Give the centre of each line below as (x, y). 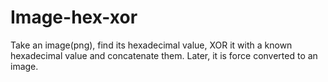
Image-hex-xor (74, 17)
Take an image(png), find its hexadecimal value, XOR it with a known (151, 45)
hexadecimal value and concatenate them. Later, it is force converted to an (164, 55)
